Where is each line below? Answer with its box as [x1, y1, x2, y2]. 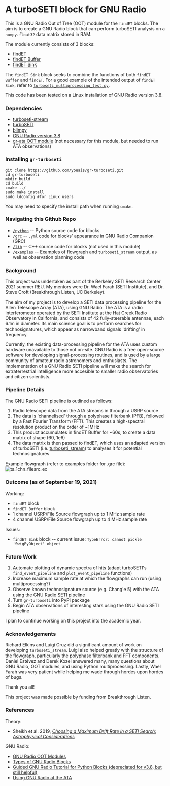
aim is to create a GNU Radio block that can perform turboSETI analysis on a [5, 25, 165, 31]
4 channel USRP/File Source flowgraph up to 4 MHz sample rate [12, 516, 147, 522]
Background [5, 267, 37, 274]
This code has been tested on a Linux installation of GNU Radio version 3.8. [5, 92, 163, 98]
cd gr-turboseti [5, 172, 40, 177]
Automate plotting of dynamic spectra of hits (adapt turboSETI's [12, 565, 147, 571]
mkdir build [5, 176, 30, 181]
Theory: [5, 718, 22, 724]
